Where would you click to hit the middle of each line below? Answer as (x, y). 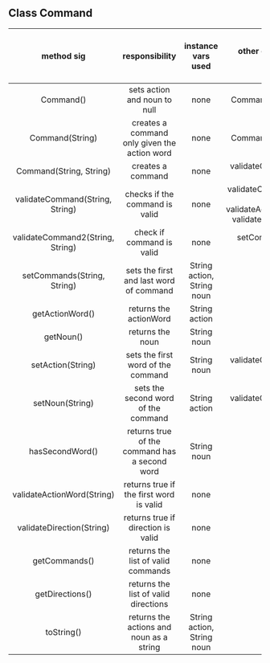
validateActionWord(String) (63, 494)
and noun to (149, 100)
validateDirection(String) (63, 527)
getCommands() (63, 560)
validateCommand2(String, (63, 237)
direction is (149, 527)
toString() (63, 632)
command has (149, 451)
